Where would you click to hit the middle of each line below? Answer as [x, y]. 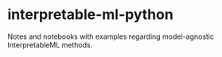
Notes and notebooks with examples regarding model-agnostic [111, 36]
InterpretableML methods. [50, 44]
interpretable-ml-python [91, 15]
